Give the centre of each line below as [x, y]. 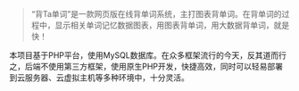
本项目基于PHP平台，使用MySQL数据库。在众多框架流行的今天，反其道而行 [148, 55]
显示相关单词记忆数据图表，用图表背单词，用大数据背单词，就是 [172, 25]
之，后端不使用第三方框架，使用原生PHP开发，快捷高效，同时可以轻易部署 [146, 66]
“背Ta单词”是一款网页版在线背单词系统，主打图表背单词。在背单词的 [157, 14]
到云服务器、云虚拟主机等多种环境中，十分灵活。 [99, 78]
